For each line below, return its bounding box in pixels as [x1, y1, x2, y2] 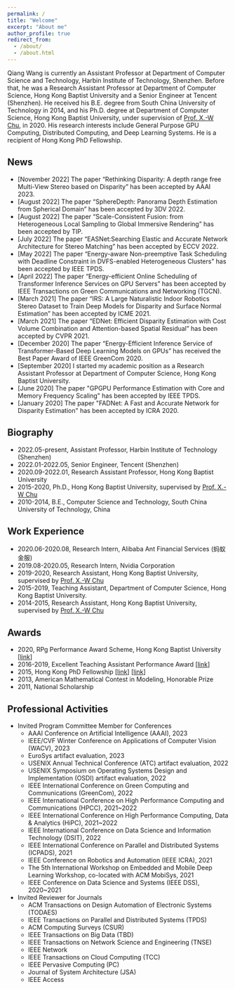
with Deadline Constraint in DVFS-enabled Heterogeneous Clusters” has [17, 257, 227, 266]
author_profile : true [7, 30, 71, 37]
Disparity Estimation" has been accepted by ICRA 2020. [17, 406, 180, 414]
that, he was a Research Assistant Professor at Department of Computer [7, 84, 216, 92]
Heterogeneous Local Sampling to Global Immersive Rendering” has [17, 219, 214, 228]
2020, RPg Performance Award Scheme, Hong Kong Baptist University [17, 646, 222, 654]
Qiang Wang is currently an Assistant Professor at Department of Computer [7, 68, 226, 77]
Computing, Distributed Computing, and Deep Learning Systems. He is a [7, 128, 217, 137]
